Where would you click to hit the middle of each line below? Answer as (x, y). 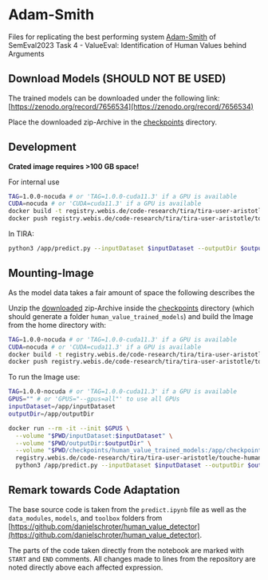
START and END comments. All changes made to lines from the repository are (132, 558)
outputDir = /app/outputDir (51, 414)
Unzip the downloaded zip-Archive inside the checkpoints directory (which (131, 308)
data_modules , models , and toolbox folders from (85, 518)
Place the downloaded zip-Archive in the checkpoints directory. (113, 122)
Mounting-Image (51, 273)
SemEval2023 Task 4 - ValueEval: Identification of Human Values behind (128, 45)
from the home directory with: (57, 325)
